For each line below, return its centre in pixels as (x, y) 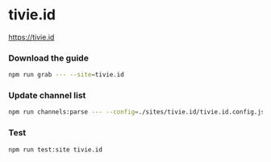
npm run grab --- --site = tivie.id (67, 75)
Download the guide (48, 58)
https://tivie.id (31, 37)
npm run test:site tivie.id (56, 150)
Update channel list (47, 96)
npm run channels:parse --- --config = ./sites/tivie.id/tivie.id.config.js (137, 112)
